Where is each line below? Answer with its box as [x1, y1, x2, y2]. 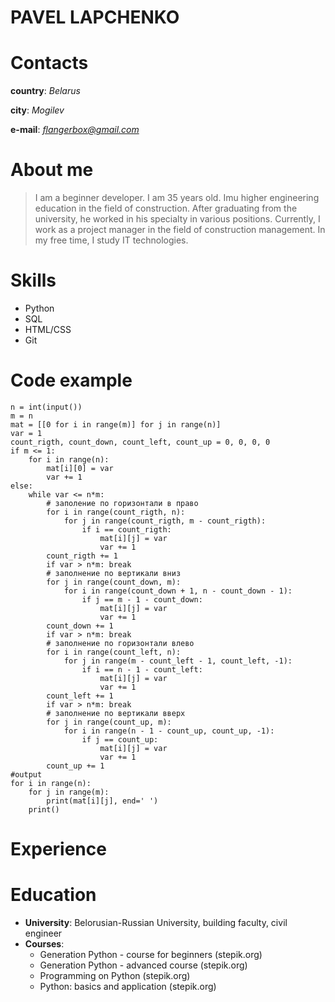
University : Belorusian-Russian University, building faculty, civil [24, 917, 288, 929]
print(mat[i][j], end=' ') [46, 796, 159, 806]
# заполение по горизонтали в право [46, 498, 199, 508]
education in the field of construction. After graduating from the [34, 202, 298, 215]
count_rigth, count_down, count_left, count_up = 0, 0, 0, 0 [10, 437, 271, 447]
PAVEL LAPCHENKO [10, 6, 180, 29]
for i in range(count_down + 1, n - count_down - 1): [63, 586, 293, 596]
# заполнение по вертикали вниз [46, 568, 182, 578]
